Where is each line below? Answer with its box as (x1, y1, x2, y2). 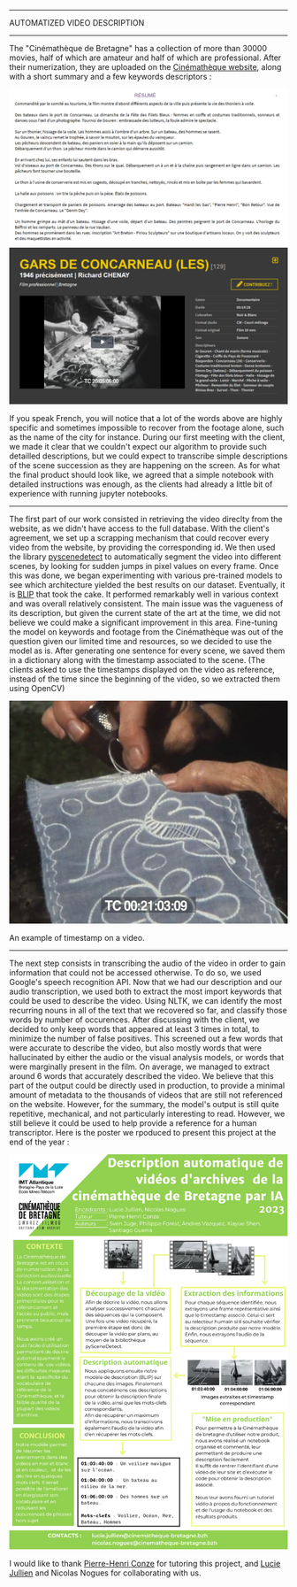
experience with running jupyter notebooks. (9, 489, 169, 498)
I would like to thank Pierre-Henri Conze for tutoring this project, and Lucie (9, 1559, 281, 1568)
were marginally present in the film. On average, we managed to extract (9, 1061, 270, 1072)
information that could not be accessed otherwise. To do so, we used (9, 967, 262, 978)
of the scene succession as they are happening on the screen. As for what (9, 460, 280, 470)
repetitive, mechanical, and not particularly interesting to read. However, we (9, 1108, 286, 1120)
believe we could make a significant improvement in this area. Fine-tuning (9, 617, 278, 628)
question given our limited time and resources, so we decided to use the (9, 636, 272, 646)
